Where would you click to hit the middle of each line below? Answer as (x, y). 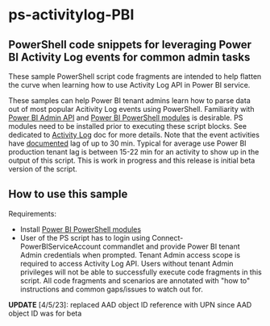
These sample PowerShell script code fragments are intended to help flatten (135, 76)
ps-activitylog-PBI (71, 15)
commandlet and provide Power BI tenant (171, 246)
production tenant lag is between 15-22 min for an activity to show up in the (134, 152)
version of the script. (43, 169)
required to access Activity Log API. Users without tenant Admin (127, 263)
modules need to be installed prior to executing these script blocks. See (128, 126)
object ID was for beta (45, 313)
